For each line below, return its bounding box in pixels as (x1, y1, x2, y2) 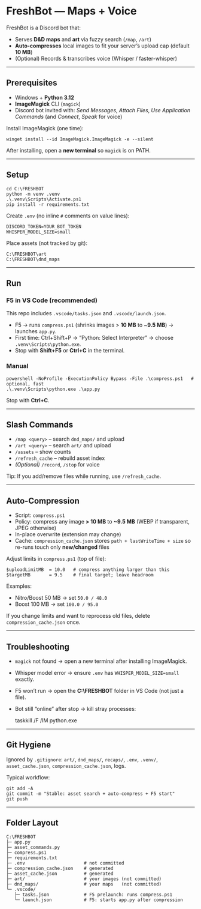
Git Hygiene (6, 740, 51, 750)
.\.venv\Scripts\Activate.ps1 (6, 196, 82, 202)
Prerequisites (6, 78, 57, 88)
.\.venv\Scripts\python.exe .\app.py (6, 386, 100, 392)
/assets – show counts (14, 448, 71, 456)
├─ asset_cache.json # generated (6, 871, 114, 877)
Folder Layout (6, 818, 59, 828)
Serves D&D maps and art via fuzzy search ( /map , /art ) (14, 35, 151, 43)
